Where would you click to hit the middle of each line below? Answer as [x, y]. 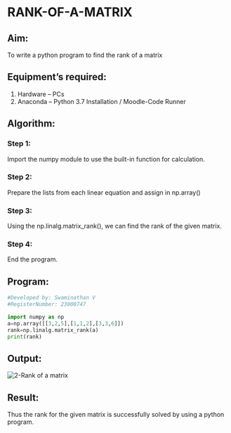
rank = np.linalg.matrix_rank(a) [53, 330]
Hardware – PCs [41, 94]
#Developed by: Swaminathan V [52, 298]
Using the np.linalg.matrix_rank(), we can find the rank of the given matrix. [115, 226]
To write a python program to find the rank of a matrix [85, 55]
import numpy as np [36, 317]
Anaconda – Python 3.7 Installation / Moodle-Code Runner [101, 101]
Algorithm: [31, 124]
